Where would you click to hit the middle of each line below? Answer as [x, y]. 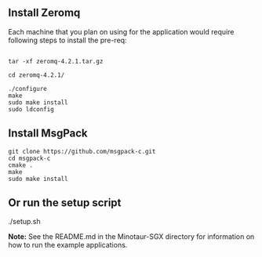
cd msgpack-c [29, 158]
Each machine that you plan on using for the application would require [121, 31]
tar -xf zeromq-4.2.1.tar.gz [56, 61]
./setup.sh [24, 222]
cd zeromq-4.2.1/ [36, 75]
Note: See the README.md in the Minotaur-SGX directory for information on [131, 237]
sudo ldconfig [31, 109]
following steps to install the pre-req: [67, 40]
